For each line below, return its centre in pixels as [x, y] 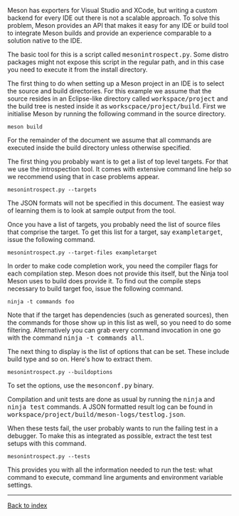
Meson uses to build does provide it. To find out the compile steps [104, 281]
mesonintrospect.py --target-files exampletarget [83, 253]
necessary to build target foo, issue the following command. [95, 289]
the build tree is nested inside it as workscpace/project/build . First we [117, 106]
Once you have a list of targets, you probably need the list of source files [114, 224]
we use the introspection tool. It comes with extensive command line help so [119, 169]
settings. [20, 485]
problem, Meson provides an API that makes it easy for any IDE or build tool [118, 25]
